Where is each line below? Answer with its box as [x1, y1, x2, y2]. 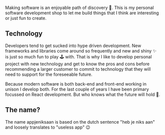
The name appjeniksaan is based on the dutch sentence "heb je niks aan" [5, 119, 155, 125]
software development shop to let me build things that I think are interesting [5, 10, 159, 16]
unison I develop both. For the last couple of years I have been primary [5, 86, 149, 92]
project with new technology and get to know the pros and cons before [5, 61, 150, 67]
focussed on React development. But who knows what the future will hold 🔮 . [5, 91, 161, 97]
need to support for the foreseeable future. [5, 71, 93, 77]
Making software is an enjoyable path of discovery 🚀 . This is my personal [5, 5, 154, 10]
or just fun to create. [5, 15, 47, 21]
